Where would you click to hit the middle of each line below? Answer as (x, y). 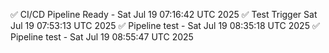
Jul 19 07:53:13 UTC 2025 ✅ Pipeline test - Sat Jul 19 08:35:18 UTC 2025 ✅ (165, 25)
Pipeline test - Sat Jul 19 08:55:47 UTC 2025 (102, 37)
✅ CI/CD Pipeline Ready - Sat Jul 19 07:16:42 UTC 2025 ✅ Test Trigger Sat (164, 14)
